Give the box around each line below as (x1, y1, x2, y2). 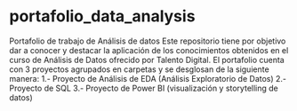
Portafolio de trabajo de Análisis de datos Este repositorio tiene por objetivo (9, 36, 286, 46)
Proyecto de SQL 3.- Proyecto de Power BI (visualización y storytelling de (9, 83, 278, 93)
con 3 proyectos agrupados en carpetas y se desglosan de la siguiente (9, 64, 269, 75)
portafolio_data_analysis (9, 6, 196, 27)
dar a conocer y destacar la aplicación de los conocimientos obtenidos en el (9, 44, 289, 55)
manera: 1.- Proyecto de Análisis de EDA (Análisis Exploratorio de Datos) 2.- (9, 73, 287, 83)
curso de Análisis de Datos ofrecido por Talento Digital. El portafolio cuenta (9, 54, 285, 65)
